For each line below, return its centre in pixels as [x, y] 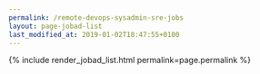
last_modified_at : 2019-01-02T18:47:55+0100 [94, 34]
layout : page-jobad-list [55, 26]
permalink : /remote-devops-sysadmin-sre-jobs [96, 18]
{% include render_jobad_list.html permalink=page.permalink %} [130, 60]
